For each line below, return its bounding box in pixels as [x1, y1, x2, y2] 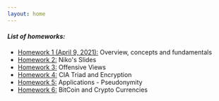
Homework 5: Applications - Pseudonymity [17, 78, 143, 86]
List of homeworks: [7, 32, 66, 41]
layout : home [7, 10, 46, 18]
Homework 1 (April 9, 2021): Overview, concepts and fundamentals [17, 47, 213, 57]
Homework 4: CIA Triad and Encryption [17, 70, 132, 78]
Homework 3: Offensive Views [17, 63, 106, 71]
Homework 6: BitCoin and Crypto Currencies [17, 85, 148, 94]
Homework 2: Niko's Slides [17, 55, 97, 64]
